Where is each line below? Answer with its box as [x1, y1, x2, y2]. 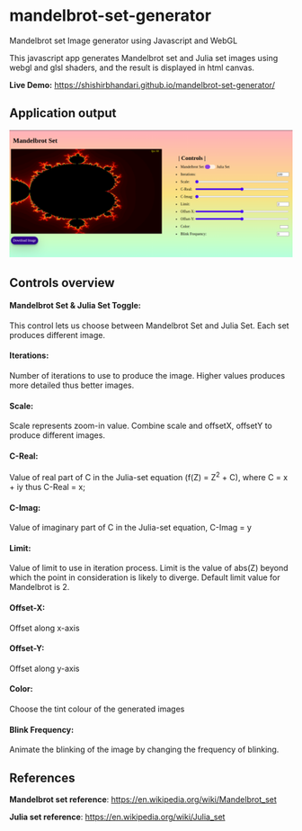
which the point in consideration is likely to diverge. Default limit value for [9, 572, 280, 583]
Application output [9, 105, 117, 121]
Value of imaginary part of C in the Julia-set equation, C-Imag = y [9, 523, 252, 533]
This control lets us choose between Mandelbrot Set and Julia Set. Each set [9, 320, 289, 331]
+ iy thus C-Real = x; [9, 482, 85, 493]
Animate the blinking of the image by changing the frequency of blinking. [9, 744, 280, 755]
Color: [9, 684, 33, 694]
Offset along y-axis [9, 663, 80, 674]
